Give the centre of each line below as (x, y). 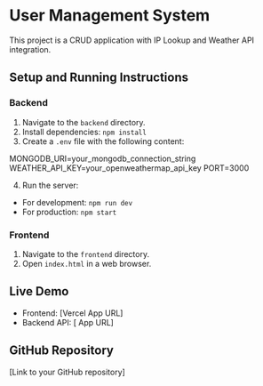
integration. (30, 49)
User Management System (110, 16)
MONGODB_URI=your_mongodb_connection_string (103, 158)
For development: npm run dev (77, 202)
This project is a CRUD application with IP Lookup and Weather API (132, 40)
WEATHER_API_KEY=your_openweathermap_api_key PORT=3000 (129, 168)
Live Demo (39, 291)
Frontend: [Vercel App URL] (72, 313)
